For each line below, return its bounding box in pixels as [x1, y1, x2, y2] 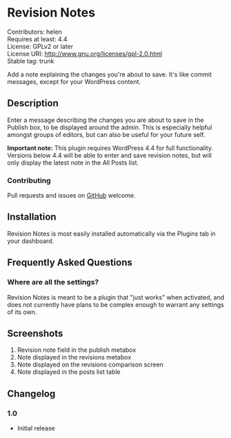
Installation [7, 211, 57, 223]
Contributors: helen [7, 28, 62, 36]
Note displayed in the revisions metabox [17, 353, 132, 362]
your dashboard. [7, 236, 54, 245]
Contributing [7, 176, 51, 185]
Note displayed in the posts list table [17, 368, 121, 376]
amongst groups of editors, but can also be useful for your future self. [7, 130, 205, 138]
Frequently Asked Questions [7, 257, 133, 269]
